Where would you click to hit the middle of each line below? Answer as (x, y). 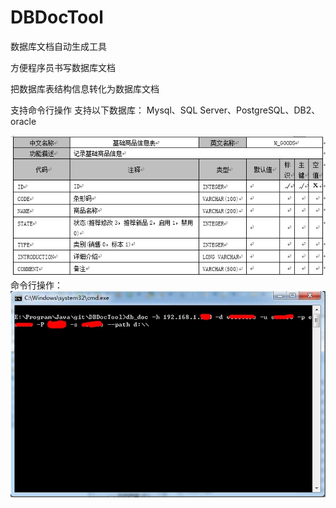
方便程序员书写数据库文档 (63, 67)
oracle (23, 121)
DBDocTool (57, 17)
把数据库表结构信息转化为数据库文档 (85, 88)
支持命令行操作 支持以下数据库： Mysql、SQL (104, 110)
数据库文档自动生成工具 (58, 46)
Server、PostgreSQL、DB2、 (260, 110)
